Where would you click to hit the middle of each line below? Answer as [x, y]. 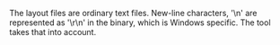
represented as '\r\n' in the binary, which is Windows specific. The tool [140, 22]
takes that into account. [53, 32]
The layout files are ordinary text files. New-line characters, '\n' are [133, 13]
